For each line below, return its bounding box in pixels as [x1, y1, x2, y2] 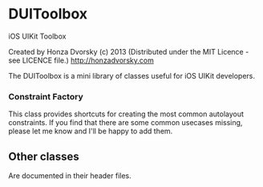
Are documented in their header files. [8, 171, 131, 181]
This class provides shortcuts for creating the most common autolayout [8, 109, 245, 119]
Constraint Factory [8, 91, 83, 102]
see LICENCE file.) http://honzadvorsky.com [8, 55, 154, 65]
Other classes [8, 149, 80, 163]
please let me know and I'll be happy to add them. [8, 126, 173, 136]
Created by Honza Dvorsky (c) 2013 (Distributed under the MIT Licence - [8, 47, 249, 56]
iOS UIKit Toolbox [8, 31, 67, 41]
